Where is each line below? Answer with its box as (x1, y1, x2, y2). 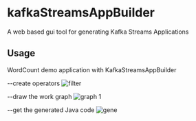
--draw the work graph (7, 92, 72, 100)
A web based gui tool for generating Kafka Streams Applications (7, 27, 189, 36)
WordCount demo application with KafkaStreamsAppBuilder (7, 65, 177, 74)
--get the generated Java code (7, 105, 95, 114)
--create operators (7, 79, 61, 87)
